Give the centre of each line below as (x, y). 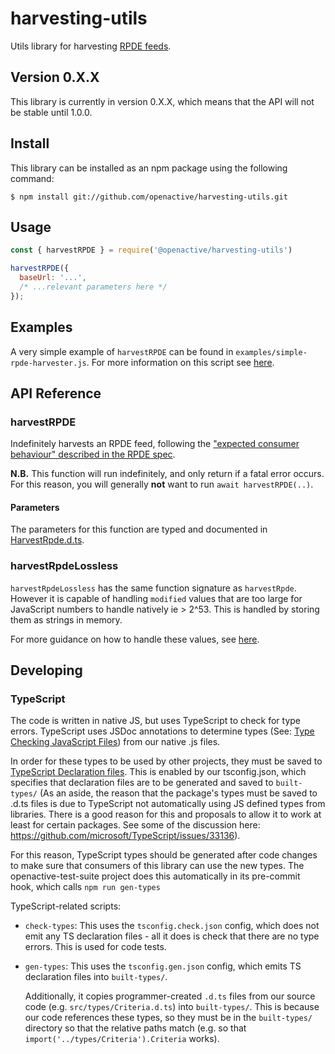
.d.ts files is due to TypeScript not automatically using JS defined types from (168, 804)
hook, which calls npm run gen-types (85, 887)
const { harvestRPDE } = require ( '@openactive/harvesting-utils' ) (151, 250)
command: (32, 178)
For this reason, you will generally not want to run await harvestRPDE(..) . (162, 484)
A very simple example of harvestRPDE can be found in (122, 351)
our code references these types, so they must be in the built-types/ (168, 1018)
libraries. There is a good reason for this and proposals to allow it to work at (166, 814)
